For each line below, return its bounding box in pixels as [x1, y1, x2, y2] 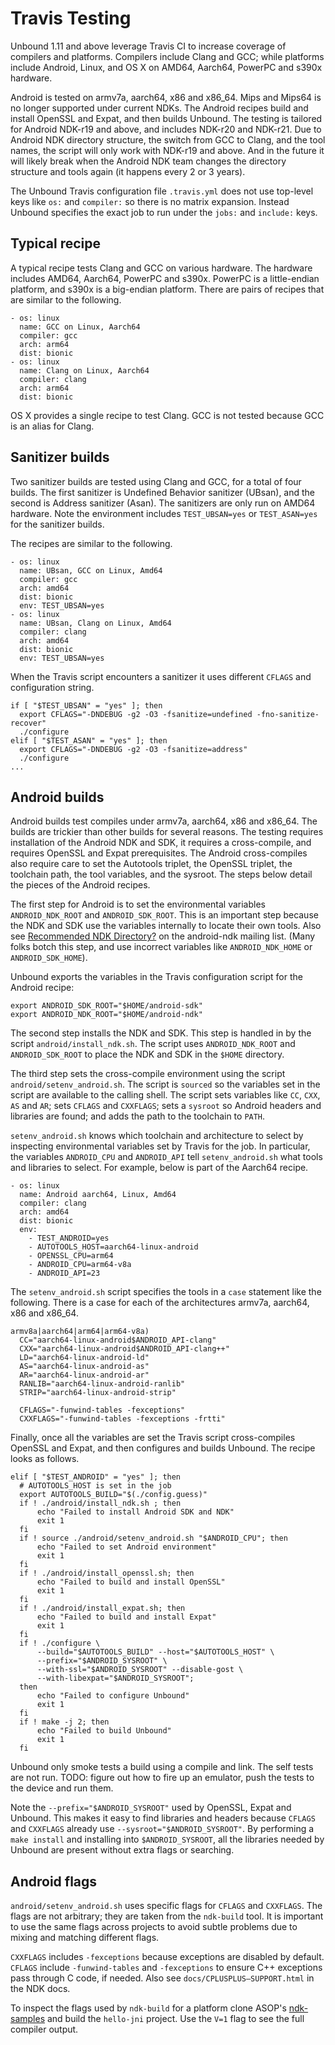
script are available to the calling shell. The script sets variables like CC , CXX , [10, 1089, 321, 1101]
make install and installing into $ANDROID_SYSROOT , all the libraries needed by [10, 1833, 325, 1846]
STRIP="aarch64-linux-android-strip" [19, 1388, 177, 1398]
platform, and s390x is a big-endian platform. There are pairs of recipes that [10, 283, 325, 295]
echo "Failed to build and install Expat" [36, 1612, 217, 1622]
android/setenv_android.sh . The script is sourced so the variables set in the [10, 1078, 321, 1091]
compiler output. [10, 2023, 79, 2036]
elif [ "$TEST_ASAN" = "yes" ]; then [10, 735, 168, 746]
